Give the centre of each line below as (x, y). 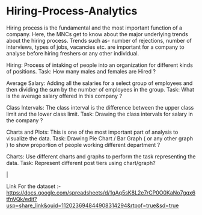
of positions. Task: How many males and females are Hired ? (81, 71)
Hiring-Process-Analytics (72, 11)
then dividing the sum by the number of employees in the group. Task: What (100, 89)
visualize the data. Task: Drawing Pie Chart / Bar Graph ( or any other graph (100, 138)
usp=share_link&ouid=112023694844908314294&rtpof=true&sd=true (93, 205)
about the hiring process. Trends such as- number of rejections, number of (99, 40)
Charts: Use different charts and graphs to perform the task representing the (101, 156)
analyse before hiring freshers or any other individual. (73, 53)
